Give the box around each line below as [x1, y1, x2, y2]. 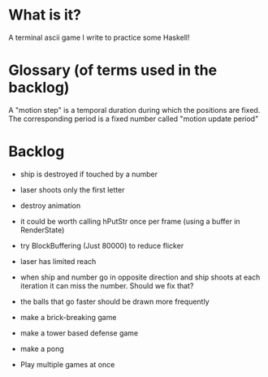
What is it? [8, 6, 82, 24]
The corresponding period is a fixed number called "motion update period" [8, 114, 259, 123]
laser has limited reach [19, 256, 97, 266]
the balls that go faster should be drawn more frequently [19, 297, 210, 306]
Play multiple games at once [19, 359, 115, 369]
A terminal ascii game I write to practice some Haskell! [8, 32, 190, 42]
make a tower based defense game [19, 327, 139, 338]
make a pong [19, 344, 65, 353]
